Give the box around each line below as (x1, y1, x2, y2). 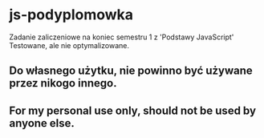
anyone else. (9, 116, 75, 130)
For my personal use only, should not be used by (9, 103, 256, 117)
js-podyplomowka (9, 6, 134, 24)
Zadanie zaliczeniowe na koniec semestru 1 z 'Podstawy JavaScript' (9, 32, 234, 42)
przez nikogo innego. (9, 76, 117, 90)
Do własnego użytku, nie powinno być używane (9, 64, 254, 78)
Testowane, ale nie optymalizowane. (9, 40, 129, 50)
